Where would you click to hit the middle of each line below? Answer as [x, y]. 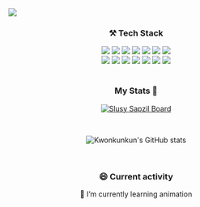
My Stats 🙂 [136, 91]
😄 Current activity [136, 176]
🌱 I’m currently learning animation [136, 194]
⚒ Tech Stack [136, 33]
